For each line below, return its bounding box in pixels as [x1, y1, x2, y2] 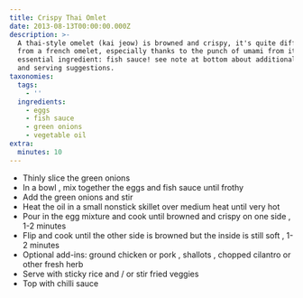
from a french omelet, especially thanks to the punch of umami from [17, 47, 284, 56]
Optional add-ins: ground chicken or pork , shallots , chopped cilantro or [22, 249, 291, 260]
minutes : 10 [17, 147, 63, 156]
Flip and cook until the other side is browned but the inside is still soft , [22, 229, 285, 240]
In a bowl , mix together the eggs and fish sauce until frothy [22, 182, 244, 192]
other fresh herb [22, 258, 84, 269]
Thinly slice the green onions [22, 172, 131, 183]
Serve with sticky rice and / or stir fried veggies [22, 268, 199, 279]
